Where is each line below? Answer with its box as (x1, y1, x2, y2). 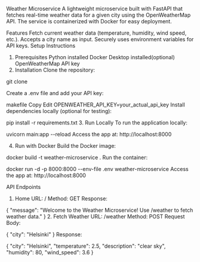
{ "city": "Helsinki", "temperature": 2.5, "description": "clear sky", (6, 242, 166, 249)
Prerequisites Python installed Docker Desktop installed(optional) (14, 54, 175, 60)
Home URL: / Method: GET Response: (14, 195, 107, 202)
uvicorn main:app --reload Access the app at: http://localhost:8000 (6, 131, 172, 138)
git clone (6, 78, 28, 85)
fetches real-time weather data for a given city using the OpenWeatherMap (6, 11, 191, 19)
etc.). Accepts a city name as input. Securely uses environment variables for (6, 36, 194, 42)
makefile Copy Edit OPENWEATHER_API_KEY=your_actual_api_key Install (6, 101, 185, 108)
